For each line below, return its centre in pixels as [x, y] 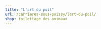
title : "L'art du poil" [30, 10]
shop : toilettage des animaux [36, 19]
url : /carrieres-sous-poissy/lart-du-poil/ [51, 14]
